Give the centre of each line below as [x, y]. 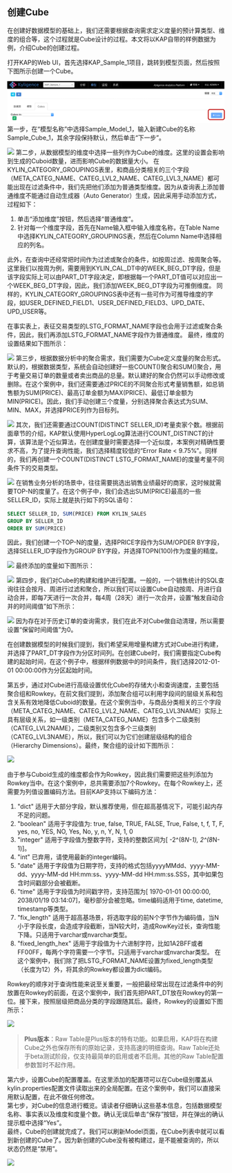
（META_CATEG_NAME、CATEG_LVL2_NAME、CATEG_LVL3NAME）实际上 [115, 711]
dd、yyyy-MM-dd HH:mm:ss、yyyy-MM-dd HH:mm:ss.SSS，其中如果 [117, 874]
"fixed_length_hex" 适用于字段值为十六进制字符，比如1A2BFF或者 [110, 943]
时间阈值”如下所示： [48, 607]
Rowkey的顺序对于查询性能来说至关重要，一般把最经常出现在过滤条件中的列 [115, 984]
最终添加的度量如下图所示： [55, 566]
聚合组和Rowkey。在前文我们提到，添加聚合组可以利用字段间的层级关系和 [112, 694]
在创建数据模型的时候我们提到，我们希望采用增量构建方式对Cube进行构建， [115, 645]
